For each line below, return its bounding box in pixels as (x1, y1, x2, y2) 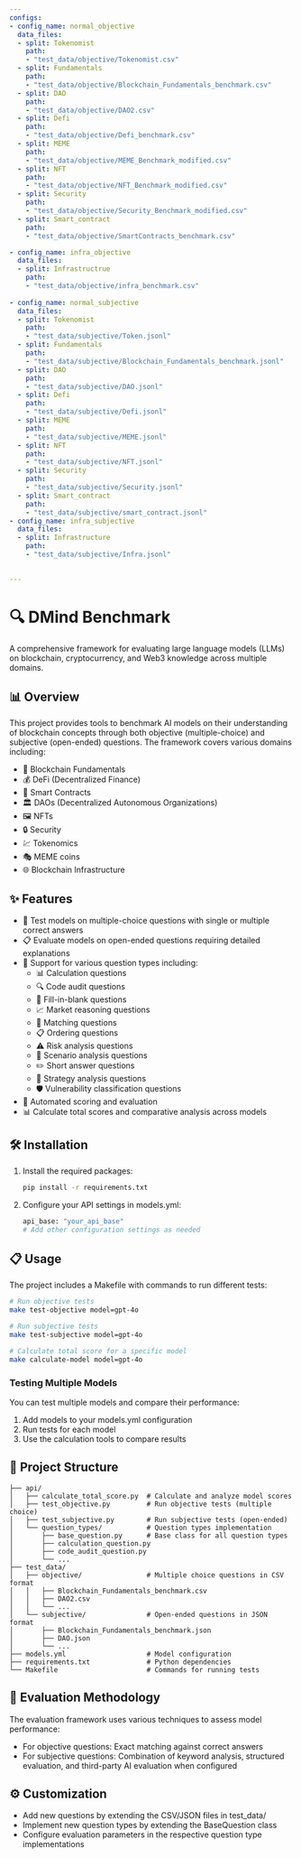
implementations (22, 1839, 85, 1850)
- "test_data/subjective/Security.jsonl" (25, 483, 183, 492)
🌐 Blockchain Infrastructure (22, 864, 125, 876)
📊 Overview (9, 689, 80, 704)
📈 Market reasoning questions (35, 1004, 150, 1016)
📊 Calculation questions (35, 968, 127, 979)
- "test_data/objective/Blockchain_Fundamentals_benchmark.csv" (25, 80, 272, 89)
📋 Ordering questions (35, 1027, 119, 1038)
